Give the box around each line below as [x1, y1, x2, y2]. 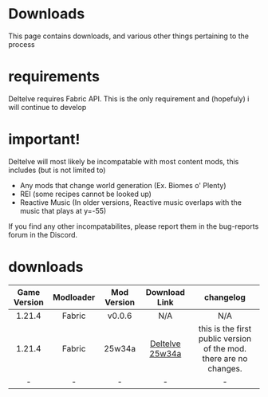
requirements [8, 68, 100, 86]
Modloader [53, 292, 96, 303]
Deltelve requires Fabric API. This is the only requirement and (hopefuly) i [8, 93, 250, 104]
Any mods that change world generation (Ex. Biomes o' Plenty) [19, 180, 227, 190]
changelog [204, 292, 246, 303]
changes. [207, 363, 242, 374]
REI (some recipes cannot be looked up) [19, 189, 152, 198]
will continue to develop [8, 102, 87, 112]
